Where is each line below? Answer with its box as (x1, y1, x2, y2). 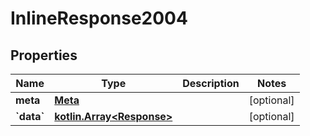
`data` (15, 110, 45, 123)
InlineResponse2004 (10, 7, 188, 30)
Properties (10, 47, 78, 64)
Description (182, 77, 240, 90)
